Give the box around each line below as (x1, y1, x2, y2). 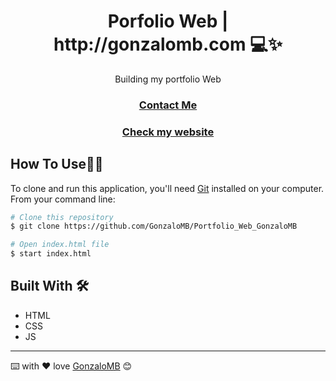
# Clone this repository (10, 212, 114, 222)
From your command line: (10, 193, 116, 205)
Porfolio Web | (107, 10, 229, 33)
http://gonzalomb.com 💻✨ (53, 33, 283, 56)
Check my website (121, 125, 215, 139)
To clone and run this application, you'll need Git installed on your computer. (10, 182, 325, 194)
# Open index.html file (10, 240, 110, 250)
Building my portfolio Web (114, 73, 222, 85)
